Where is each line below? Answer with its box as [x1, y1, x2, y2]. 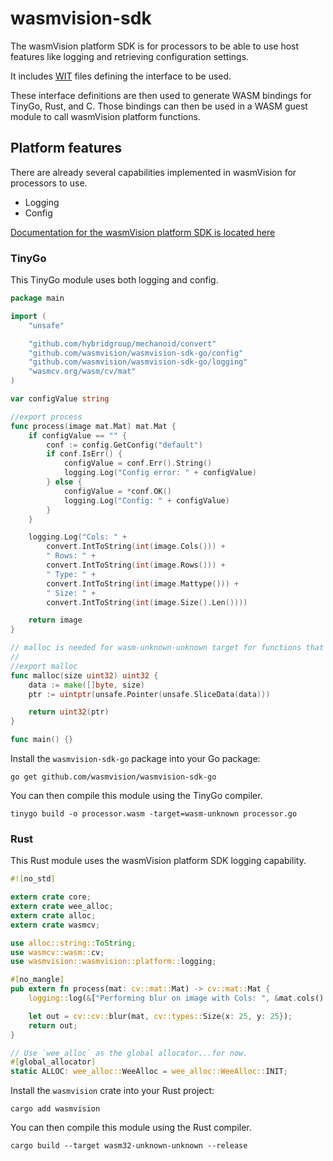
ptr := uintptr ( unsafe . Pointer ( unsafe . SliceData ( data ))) [28, 689, 271, 699]
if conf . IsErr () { [46, 449, 123, 459]
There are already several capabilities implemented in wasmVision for [10, 166, 297, 178]
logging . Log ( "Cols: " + [28, 532, 128, 542]
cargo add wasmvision [10, 1104, 101, 1114]
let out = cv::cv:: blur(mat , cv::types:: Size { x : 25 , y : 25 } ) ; [28, 1011, 293, 1021]
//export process [10, 412, 83, 422]
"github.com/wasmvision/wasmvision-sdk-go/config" [28, 348, 244, 358]
